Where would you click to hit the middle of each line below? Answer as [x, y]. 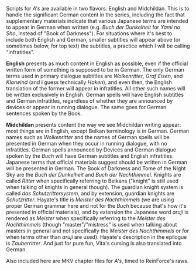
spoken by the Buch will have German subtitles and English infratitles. [90, 156]
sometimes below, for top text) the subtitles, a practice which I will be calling [98, 46]
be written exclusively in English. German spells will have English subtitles [95, 95]
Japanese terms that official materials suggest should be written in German [97, 162]
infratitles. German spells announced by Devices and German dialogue [91, 150]
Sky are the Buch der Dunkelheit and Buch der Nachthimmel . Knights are [94, 175]
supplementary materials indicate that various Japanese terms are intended [97, 21]
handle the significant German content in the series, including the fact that [96, 15]
